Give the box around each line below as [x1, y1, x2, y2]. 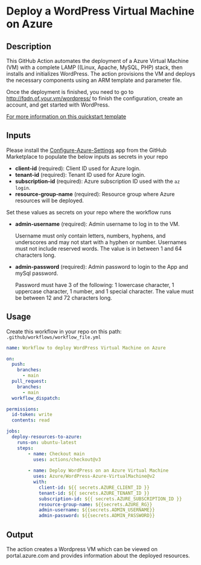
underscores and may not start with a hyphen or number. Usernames [14, 238, 187, 246]
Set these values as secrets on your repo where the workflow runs [6, 208, 171, 216]
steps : [17, 445, 34, 451]
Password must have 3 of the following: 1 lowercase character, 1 [14, 281, 174, 288]
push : [11, 362, 26, 368]
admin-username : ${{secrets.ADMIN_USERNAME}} [38, 507, 155, 513]
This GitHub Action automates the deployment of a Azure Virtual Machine [6, 58, 189, 64]
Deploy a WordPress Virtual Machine [6, 4, 195, 18]
